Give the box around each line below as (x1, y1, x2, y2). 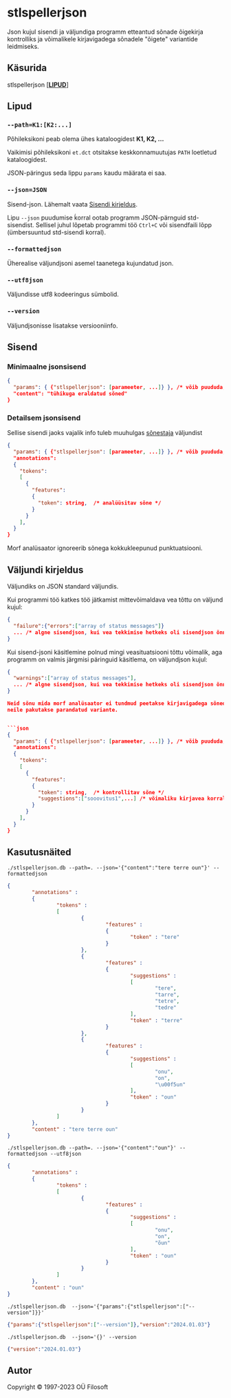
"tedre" (154, 1004, 177, 1011)
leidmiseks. (7, 42, 39, 50)
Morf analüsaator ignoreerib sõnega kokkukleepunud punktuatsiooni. (7, 544, 203, 552)
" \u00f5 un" (154, 1081, 186, 1088)
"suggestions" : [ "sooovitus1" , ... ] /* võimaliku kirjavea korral (37, 795, 226, 803)
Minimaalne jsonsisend (7, 361, 87, 371)
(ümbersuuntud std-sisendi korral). (7, 228, 107, 236)
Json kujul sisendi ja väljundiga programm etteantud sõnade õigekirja (7, 28, 204, 36)
